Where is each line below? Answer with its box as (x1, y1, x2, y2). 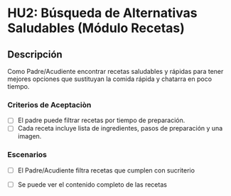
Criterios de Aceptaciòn (7, 99, 92, 109)
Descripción (7, 48, 63, 60)
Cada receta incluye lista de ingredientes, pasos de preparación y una (17, 124, 223, 133)
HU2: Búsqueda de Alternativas (7, 5, 198, 21)
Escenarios (7, 150, 48, 160)
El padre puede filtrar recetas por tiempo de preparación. (17, 116, 186, 125)
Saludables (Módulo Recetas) (7, 20, 185, 36)
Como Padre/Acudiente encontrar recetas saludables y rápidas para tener (7, 67, 224, 75)
